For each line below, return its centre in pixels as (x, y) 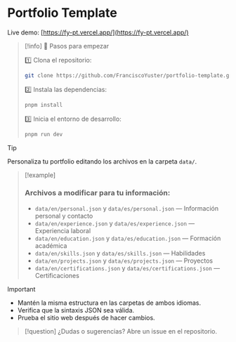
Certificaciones (57, 275)
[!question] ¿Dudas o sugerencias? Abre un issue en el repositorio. (121, 331)
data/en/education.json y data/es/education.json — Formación (128, 238)
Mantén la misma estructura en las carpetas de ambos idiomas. (109, 303)
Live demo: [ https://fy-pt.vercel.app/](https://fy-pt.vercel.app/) (98, 32)
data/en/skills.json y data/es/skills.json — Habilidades (120, 253)
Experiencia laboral (63, 230)
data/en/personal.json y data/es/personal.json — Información (127, 208)
